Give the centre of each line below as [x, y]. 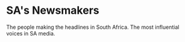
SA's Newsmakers [53, 10]
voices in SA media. [31, 33]
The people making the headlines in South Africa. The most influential [93, 27]
